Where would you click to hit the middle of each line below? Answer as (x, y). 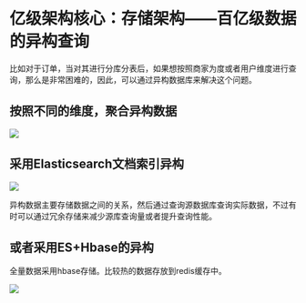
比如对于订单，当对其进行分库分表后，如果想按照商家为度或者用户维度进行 (149, 68)
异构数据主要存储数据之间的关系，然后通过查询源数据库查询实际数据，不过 (149, 205)
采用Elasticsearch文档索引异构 (97, 164)
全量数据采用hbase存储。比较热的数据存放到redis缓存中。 (118, 271)
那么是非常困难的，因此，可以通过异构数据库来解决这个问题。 (141, 79)
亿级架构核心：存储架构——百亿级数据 (153, 19)
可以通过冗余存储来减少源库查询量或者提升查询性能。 (117, 216)
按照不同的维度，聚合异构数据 (93, 111)
